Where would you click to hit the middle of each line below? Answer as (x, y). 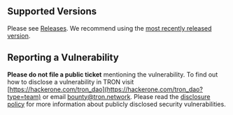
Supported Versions (52, 11)
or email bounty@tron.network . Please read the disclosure (126, 96)
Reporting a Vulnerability (63, 58)
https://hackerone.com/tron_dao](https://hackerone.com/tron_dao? (106, 89)
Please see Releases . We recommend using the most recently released (110, 28)
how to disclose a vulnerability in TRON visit (71, 82)
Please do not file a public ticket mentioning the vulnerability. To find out (113, 74)
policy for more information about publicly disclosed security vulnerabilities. (116, 104)
